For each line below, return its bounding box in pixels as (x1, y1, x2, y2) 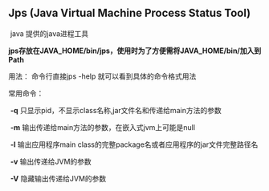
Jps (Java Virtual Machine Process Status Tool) (8, 6, 251, 20)
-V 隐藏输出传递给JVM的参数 (10, 173, 107, 183)
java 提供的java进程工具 (10, 28, 89, 39)
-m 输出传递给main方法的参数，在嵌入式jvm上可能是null (10, 122, 195, 132)
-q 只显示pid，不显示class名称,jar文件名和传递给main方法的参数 (10, 105, 222, 115)
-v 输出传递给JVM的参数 (10, 156, 92, 166)
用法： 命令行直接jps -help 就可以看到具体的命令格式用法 (8, 71, 197, 81)
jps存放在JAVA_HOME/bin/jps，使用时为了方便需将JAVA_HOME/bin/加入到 (8, 46, 262, 55)
